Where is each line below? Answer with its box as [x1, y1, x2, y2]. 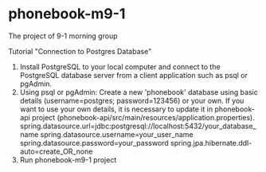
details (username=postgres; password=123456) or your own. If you [19, 96, 244, 105]
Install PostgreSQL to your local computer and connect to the [19, 61, 221, 72]
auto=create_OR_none [19, 147, 93, 156]
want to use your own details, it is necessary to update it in [19, 104, 213, 114]
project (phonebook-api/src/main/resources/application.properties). [31, 112, 255, 122]
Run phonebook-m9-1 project [19, 154, 117, 164]
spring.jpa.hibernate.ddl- [170, 138, 252, 147]
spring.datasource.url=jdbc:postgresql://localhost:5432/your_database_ [19, 121, 256, 131]
